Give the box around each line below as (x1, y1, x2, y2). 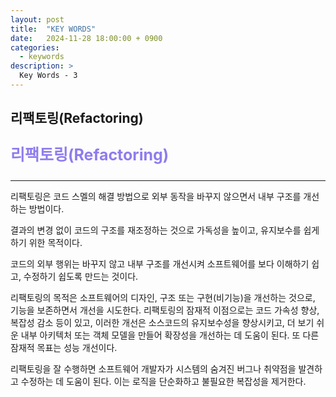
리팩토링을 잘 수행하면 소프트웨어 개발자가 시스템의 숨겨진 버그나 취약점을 (10, 363, 297, 375)
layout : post (10, 14, 65, 25)
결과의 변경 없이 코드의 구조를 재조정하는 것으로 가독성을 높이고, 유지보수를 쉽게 (10, 224, 320, 236)
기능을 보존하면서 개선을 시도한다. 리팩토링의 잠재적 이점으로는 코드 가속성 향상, (10, 304, 320, 316)
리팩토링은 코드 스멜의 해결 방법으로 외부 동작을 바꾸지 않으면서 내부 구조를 (10, 191, 302, 203)
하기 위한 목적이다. (10, 237, 83, 249)
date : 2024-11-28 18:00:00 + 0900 (10, 33, 163, 43)
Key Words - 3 (19, 71, 78, 81)
